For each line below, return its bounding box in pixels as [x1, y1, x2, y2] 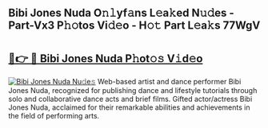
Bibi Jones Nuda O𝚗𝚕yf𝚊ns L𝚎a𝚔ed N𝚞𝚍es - [8, 6, 234, 20]
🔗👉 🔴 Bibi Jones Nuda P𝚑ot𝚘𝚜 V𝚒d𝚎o [8, 52, 203, 65]
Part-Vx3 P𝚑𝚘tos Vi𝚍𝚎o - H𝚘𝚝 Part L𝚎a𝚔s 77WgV [8, 19, 261, 33]
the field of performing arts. [8, 111, 100, 120]
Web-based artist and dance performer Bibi [97, 77, 242, 86]
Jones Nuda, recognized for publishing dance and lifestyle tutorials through [8, 86, 258, 95]
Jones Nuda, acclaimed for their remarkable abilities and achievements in [8, 103, 250, 112]
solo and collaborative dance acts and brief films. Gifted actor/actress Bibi [8, 95, 253, 103]
